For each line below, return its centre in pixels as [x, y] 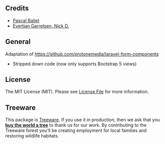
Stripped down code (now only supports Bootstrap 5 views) [75, 64]
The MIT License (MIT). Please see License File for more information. [77, 92]
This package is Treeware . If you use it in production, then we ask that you [83, 120]
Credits [17, 8]
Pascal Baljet [26, 20]
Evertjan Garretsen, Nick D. [41, 26]
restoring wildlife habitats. [32, 136]
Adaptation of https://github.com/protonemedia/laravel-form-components [82, 54]
